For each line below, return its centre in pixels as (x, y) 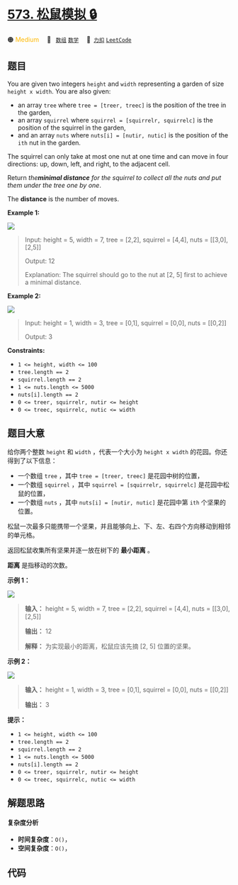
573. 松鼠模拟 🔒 (52, 15)
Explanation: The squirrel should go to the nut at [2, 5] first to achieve (126, 274)
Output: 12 (40, 261)
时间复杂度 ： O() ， (44, 840)
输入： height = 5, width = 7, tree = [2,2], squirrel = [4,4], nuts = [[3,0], (127, 608)
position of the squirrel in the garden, (72, 128)
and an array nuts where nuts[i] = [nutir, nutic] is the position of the (123, 135)
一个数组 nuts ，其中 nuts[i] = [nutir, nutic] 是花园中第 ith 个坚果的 (122, 502)
